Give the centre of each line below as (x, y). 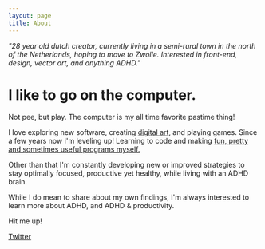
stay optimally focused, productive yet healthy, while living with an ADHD (129, 173)
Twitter (20, 237)
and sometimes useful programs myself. (74, 149)
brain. (18, 182)
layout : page (30, 16)
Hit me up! (25, 221)
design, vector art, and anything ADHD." (75, 63)
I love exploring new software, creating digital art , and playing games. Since (133, 132)
